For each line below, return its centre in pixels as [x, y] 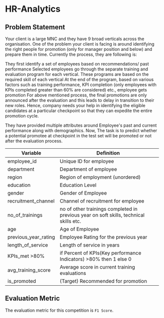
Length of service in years [90, 245]
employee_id [22, 161]
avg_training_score [29, 270]
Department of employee [88, 169]
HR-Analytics [33, 9]
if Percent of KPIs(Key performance [101, 253]
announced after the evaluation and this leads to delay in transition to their [80, 100]
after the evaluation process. [34, 141]
